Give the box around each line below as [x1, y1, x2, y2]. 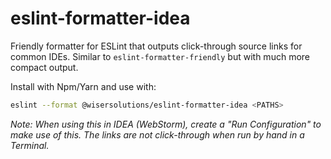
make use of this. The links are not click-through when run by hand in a [10, 128, 305, 141]
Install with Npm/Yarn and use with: [10, 80, 157, 92]
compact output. [10, 61, 79, 73]
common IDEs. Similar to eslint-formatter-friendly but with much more [10, 50, 310, 62]
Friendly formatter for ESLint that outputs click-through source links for [10, 40, 303, 52]
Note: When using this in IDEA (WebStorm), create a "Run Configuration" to [10, 118, 322, 130]
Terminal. [10, 139, 50, 151]
